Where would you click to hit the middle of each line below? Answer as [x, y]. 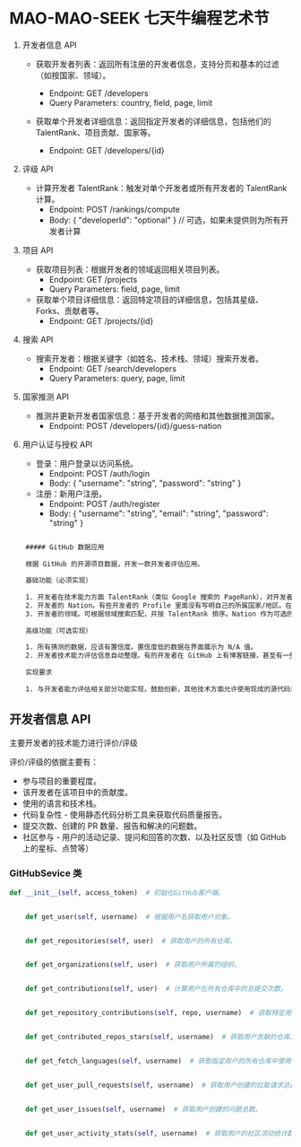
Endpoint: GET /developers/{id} [107, 150]
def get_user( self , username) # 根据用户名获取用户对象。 [130, 916]
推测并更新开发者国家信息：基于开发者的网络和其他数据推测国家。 [157, 416]
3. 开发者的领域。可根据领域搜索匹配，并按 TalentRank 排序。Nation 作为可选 [156, 614]
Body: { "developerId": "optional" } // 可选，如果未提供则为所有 [165, 220]
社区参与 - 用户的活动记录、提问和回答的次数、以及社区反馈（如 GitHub [154, 836]
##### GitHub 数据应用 [65, 547]
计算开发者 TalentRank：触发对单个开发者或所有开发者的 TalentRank [161, 188]
